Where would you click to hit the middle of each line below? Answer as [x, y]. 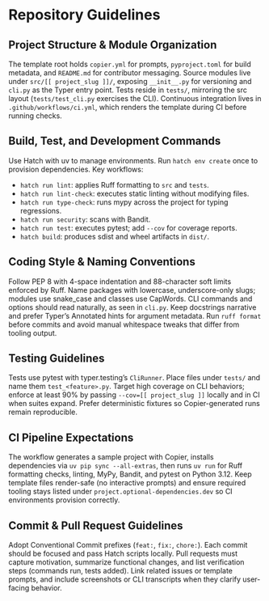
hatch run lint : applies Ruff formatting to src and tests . [115, 184]
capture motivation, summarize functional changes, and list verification [126, 562]
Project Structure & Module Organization [113, 45]
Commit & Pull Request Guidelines [96, 525]
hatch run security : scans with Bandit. [85, 219]
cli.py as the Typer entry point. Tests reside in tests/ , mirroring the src [128, 90]
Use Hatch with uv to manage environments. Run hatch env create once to [133, 160]
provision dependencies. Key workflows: [76, 169]
